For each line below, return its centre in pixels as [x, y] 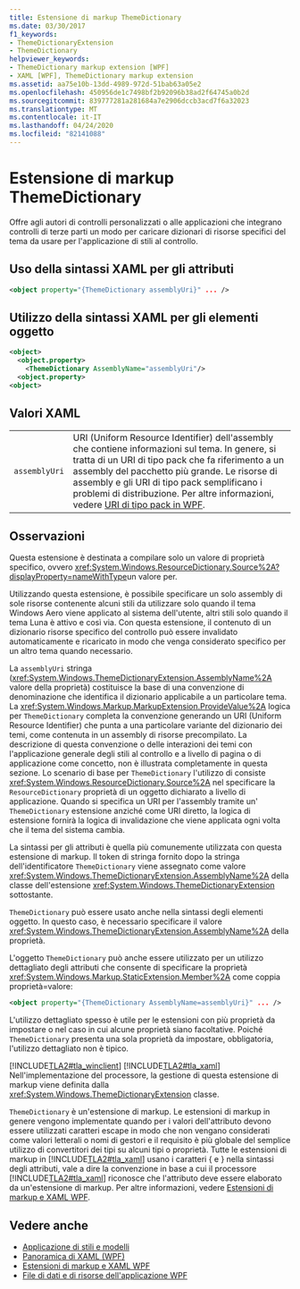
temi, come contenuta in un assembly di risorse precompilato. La [128, 735]
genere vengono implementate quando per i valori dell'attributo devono [141, 1121]
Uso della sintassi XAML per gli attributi [121, 269]
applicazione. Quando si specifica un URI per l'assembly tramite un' [134, 801]
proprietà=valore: [41, 987]
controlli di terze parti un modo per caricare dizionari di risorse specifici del [148, 231]
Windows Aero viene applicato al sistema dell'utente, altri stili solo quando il [149, 613]
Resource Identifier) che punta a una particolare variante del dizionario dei [146, 725]
